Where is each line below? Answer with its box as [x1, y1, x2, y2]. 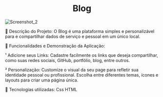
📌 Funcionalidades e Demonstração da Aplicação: [5, 43, 105, 48]
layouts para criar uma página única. [5, 77, 79, 83]
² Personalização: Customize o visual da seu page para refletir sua [5, 66, 139, 73]
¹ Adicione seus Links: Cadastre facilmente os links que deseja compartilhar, [5, 52, 159, 58]
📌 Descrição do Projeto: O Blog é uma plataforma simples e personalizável [5, 28, 155, 34]
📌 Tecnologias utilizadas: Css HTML [5, 86, 78, 92]
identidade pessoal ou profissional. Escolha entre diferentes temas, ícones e [5, 72, 159, 78]
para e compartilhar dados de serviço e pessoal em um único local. [5, 33, 141, 39]
